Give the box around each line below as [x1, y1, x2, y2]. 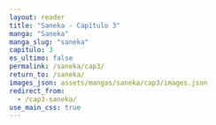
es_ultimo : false [9, 54, 73, 62]
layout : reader [9, 12, 66, 22]
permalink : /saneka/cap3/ [9, 62, 104, 71]
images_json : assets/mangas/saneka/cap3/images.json [9, 78, 208, 87]
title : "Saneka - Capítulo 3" [9, 21, 121, 30]
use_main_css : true [9, 103, 81, 112]
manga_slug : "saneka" [9, 37, 89, 47]
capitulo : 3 [9, 46, 53, 55]
